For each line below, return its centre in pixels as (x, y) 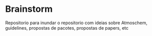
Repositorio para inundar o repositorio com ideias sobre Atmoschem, (76, 23)
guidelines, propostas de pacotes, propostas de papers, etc (67, 28)
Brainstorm (29, 9)
